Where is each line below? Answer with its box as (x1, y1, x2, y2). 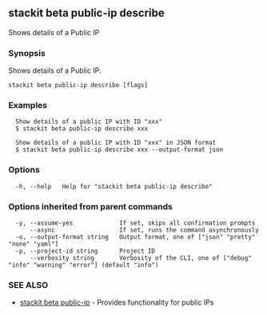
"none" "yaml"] (8, 240, 59, 248)
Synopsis (8, 47, 46, 58)
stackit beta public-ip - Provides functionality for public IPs (19, 297, 214, 307)
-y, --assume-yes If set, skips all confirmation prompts (15, 219, 256, 227)
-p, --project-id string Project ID (15, 247, 156, 255)
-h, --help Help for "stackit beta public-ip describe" (15, 182, 213, 190)
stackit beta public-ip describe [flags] (8, 82, 149, 90)
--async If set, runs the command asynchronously (29, 226, 260, 234)
